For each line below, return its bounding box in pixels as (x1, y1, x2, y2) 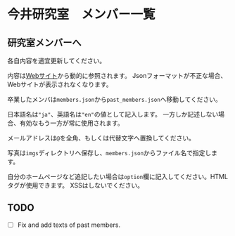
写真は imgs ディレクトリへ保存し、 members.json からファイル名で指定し (7, 149, 212, 157)
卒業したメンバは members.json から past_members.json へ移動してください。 (7, 96, 222, 103)
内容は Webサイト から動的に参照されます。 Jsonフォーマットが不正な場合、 (7, 72, 227, 79)
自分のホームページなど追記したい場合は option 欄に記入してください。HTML (7, 173, 229, 181)
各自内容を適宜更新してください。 (7, 57, 106, 65)
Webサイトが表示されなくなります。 (7, 80, 113, 88)
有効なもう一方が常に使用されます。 (19, 119, 125, 127)
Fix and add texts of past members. (17, 221, 121, 229)
